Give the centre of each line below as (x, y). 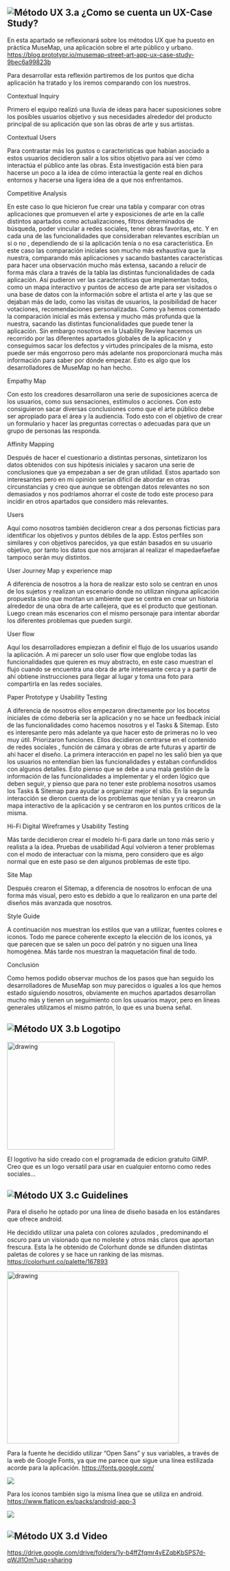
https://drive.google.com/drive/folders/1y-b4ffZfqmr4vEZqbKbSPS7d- (106, 1552)
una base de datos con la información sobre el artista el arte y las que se (110, 294)
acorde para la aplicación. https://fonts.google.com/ (81, 1468)
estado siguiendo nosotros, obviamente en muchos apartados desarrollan (112, 993)
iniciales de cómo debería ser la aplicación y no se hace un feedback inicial (114, 717)
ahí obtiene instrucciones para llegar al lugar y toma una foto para (100, 676)
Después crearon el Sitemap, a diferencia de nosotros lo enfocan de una (110, 888)
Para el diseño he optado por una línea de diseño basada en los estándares (114, 1212)
